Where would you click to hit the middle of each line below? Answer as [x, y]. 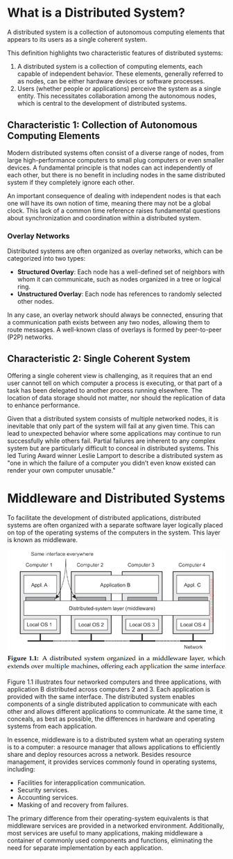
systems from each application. [52, 726]
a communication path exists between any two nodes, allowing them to [109, 322]
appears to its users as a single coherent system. [77, 39]
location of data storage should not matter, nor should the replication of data [116, 398]
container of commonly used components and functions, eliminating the [110, 840]
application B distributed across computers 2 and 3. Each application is [109, 689]
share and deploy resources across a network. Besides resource [100, 754]
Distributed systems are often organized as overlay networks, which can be [115, 251]
